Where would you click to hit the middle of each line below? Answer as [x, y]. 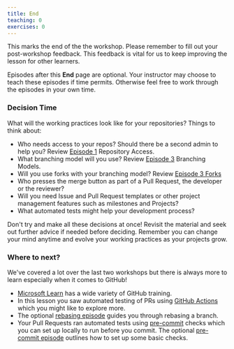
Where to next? [34, 257]
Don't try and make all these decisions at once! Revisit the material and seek [117, 224]
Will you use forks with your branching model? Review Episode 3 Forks [119, 173]
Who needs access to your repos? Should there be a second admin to [118, 144]
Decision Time [32, 107]
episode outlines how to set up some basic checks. [115, 337]
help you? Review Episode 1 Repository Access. [86, 151]
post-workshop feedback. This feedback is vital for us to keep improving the [117, 54]
